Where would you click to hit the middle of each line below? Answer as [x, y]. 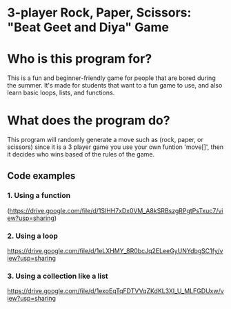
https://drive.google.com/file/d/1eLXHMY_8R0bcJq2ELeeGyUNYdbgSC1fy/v [115, 251]
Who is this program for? [80, 59]
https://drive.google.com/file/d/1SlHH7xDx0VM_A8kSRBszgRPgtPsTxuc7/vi [116, 210]
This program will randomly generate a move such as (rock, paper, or [105, 140]
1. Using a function [39, 196]
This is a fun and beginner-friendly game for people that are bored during [111, 78]
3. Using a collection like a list [58, 276]
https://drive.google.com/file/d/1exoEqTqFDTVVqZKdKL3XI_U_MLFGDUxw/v [115, 291]
